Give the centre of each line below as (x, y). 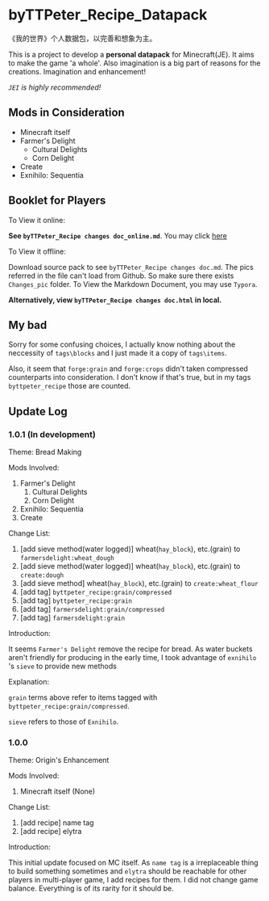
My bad (28, 325)
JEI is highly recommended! (55, 87)
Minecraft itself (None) (58, 792)
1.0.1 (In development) (52, 434)
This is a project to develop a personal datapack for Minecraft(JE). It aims (131, 54)
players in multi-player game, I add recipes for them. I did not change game (133, 880)
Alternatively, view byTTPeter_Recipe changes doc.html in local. (115, 300)
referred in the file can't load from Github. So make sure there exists (121, 276)
